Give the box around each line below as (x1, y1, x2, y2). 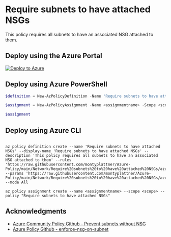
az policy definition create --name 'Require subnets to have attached (5, 144, 160, 149)
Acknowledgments (5, 207, 67, 216)
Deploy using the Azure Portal (5, 52, 103, 60)
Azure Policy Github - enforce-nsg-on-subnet (12, 226, 109, 232)
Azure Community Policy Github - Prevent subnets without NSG (12, 221, 146, 227)
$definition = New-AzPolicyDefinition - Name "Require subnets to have (5, 93, 158, 99)
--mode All (5, 180, 28, 185)
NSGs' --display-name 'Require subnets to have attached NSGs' (5, 149, 142, 154)
